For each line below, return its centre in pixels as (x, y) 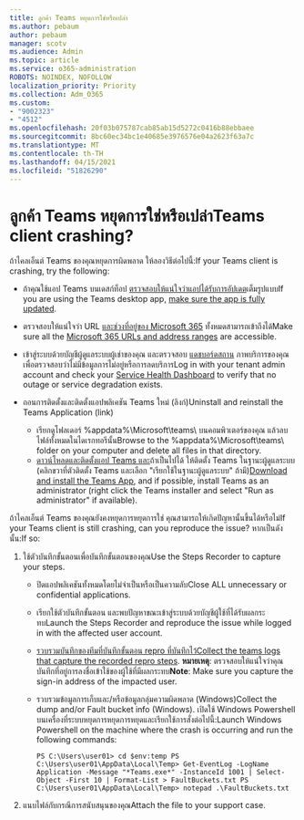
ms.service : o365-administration (73, 69)
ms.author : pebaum (44, 26)
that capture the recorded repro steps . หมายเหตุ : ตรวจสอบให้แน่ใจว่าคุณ (160, 661)
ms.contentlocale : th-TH (56, 153)
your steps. (44, 567)
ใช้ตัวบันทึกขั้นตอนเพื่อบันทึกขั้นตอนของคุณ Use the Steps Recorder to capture (152, 556)
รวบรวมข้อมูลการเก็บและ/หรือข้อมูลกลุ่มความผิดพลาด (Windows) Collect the (157, 700)
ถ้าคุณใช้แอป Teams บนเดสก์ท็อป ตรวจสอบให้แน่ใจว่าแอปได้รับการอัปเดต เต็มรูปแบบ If (153, 289)
